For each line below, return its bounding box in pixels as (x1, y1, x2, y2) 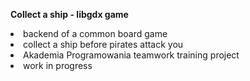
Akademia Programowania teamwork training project (23, 49, 240, 61)
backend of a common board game (23, 28, 168, 39)
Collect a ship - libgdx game (10, 9, 129, 20)
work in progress (23, 60, 93, 71)
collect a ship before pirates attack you (23, 39, 184, 50)
